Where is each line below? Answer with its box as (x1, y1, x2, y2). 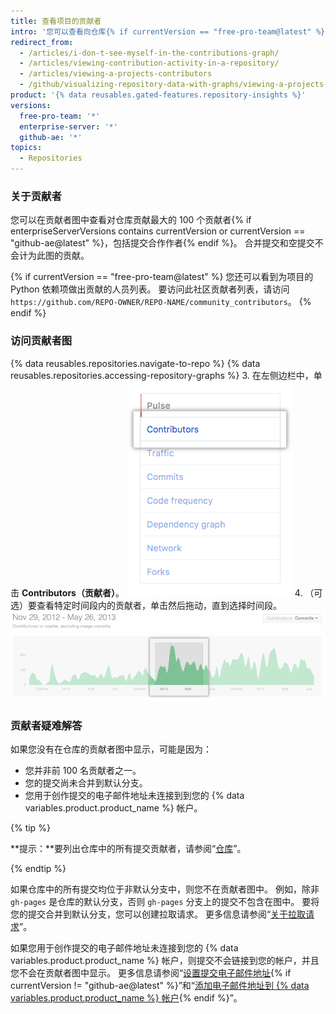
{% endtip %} (10, 862, 67, 874)
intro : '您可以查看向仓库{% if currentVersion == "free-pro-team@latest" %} (10, 26, 326, 37)
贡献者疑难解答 (10, 718, 83, 732)
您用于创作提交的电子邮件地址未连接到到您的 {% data (24, 789, 245, 801)
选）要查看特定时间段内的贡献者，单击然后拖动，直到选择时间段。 (10, 599, 282, 611)
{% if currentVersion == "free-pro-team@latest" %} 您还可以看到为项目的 (10, 271, 314, 283)
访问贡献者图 (10, 334, 73, 348)
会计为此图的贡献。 (10, 250, 90, 262)
